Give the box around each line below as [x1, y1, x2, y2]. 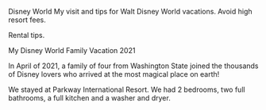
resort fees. [8, 15, 46, 25]
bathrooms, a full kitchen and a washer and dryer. [8, 93, 171, 102]
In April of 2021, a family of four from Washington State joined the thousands [8, 61, 259, 70]
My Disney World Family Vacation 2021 [8, 46, 136, 55]
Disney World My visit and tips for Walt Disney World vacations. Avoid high [8, 7, 253, 16]
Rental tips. [8, 31, 45, 40]
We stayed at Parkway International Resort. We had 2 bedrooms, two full [8, 85, 245, 94]
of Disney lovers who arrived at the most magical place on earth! [8, 70, 220, 78]
